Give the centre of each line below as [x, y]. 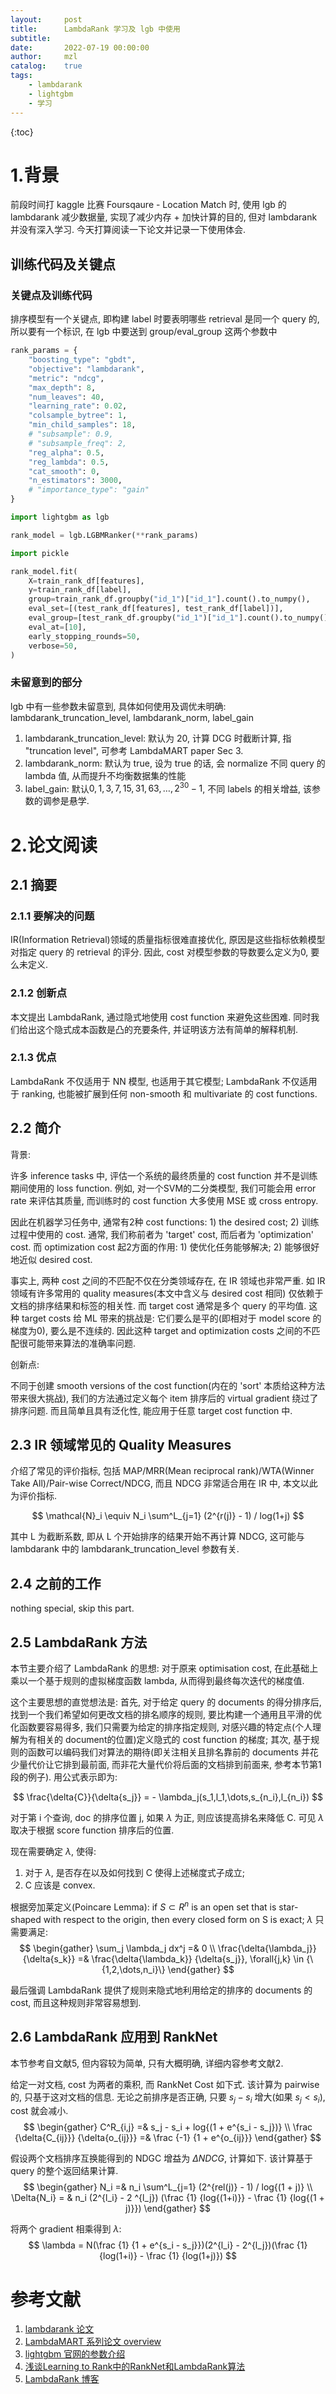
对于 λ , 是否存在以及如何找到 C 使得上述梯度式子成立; [135, 1873]
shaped [26, 1919]
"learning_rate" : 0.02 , [78, 406]
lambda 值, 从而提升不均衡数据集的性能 [105, 775]
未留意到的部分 [46, 683]
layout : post [46, 19]
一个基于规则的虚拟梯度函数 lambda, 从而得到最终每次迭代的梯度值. [166, 1681]
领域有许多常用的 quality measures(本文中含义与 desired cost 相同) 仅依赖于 [167, 1293]
